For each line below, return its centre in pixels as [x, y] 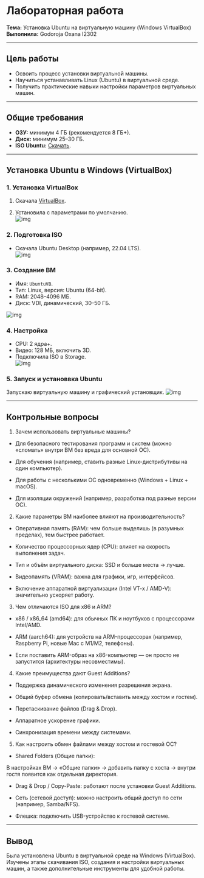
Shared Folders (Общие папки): [55, 756]
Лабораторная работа [65, 11]
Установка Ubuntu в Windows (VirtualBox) [89, 170]
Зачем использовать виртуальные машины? [73, 432]
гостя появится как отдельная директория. [62, 774]
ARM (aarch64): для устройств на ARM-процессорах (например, [99, 637]
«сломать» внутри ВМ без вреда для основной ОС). [83, 450]
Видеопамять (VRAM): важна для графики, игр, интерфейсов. [95, 577]
